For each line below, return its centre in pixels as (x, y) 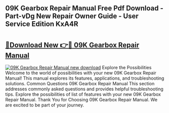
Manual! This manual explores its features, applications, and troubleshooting (85, 78)
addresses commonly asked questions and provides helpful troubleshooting (84, 89)
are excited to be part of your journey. (45, 105)
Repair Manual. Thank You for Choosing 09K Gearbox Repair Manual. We (81, 100)
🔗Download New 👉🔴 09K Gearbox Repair (72, 45)
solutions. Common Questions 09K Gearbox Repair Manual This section (80, 83)
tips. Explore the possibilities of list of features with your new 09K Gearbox (83, 94)
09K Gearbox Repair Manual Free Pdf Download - (84, 8)
